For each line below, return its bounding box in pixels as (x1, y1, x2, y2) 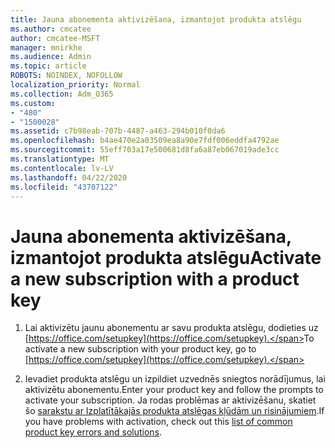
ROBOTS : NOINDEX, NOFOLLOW (10, 71, 123, 81)
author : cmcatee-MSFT (10, 33, 101, 43)
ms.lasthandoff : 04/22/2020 (10, 172, 128, 183)
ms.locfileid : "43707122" (10, 182, 118, 192)
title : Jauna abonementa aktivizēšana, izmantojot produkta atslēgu (10, 14, 302, 25)
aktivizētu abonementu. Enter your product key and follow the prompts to (24, 384, 324, 396)
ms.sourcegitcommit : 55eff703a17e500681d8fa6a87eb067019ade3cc (10, 145, 280, 155)
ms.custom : (10, 98, 56, 108)
